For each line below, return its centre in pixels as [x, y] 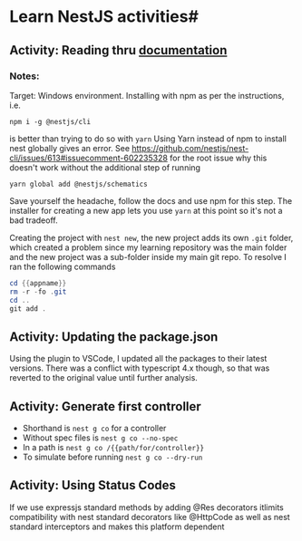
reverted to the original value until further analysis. [103, 378]
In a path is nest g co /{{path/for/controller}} [113, 447]
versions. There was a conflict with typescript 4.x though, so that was [140, 368]
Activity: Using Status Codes [93, 485]
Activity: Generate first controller [105, 406]
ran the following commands [63, 266]
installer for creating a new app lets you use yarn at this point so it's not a [146, 210]
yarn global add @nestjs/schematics [78, 184]
